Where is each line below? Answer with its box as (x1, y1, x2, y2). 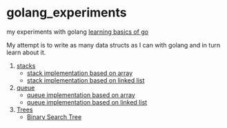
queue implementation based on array (26, 91, 135, 99)
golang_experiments (6, 5, 127, 21)
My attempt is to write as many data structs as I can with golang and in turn (6, 41, 221, 49)
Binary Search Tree (26, 112, 82, 121)
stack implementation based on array (26, 69, 133, 77)
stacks (16, 61, 36, 70)
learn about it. (6, 48, 46, 56)
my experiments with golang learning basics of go (6, 28, 149, 36)
